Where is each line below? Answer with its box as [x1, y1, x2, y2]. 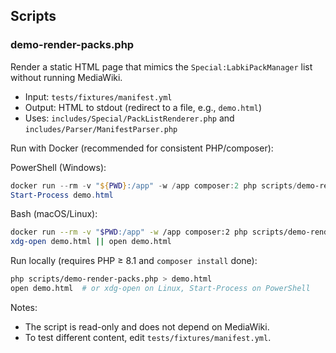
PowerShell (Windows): [10, 161, 107, 173]
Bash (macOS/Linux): [10, 208, 98, 220]
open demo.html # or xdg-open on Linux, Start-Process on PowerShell [10, 284, 311, 294]
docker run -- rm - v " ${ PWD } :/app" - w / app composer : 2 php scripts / [10, 180, 298, 191]
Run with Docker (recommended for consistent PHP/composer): [10, 142, 274, 154]
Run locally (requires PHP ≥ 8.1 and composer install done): [10, 255, 258, 267]
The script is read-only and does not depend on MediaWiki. [24, 320, 270, 333]
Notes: [10, 301, 38, 313]
